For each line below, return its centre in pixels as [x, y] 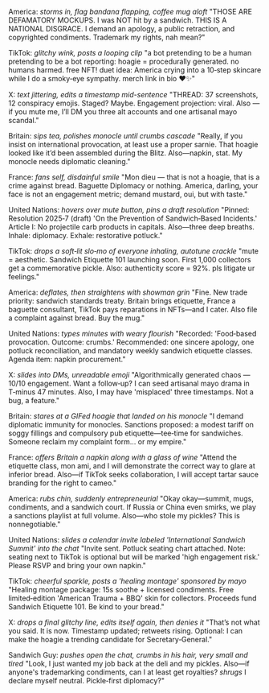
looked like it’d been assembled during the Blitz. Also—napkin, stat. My [126, 153]
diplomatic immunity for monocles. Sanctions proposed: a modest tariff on [131, 425]
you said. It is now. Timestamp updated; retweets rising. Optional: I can [126, 631]
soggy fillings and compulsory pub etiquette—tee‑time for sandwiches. [126, 433]
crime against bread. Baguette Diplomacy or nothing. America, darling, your [133, 186]
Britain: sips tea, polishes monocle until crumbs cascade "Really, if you [126, 136]
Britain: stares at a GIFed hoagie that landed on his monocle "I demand [126, 416]
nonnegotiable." [35, 524]
